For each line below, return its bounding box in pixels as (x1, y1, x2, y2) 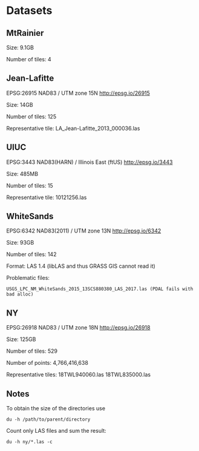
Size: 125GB (6, 336, 36, 343)
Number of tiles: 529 (6, 347, 57, 355)
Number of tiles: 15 (6, 181, 53, 189)
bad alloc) (6, 291, 34, 297)
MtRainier (6, 28, 44, 38)
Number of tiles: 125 (6, 113, 56, 120)
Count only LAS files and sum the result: (6, 427, 107, 435)
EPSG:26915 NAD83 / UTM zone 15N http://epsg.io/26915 (6, 89, 150, 97)
